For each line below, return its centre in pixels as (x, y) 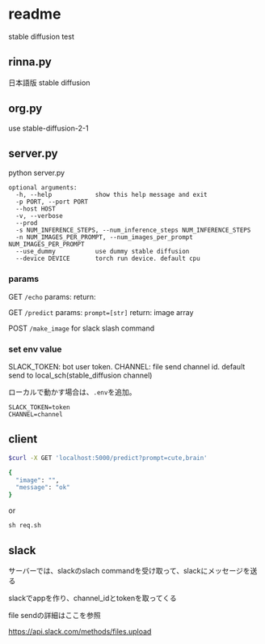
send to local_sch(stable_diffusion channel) (80, 375)
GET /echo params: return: (52, 296)
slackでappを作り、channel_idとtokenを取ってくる (93, 598)
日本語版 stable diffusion (49, 83)
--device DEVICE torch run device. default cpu (108, 259)
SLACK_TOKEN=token (39, 407)
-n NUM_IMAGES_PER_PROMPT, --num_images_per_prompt (105, 237)
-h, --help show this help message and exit (111, 195)
